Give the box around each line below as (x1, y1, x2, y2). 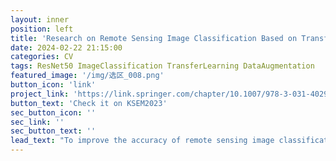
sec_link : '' (10, 117, 65, 127)
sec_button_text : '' (10, 126, 97, 136)
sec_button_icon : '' (10, 107, 97, 118)
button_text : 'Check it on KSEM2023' (10, 98, 168, 108)
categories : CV (10, 52, 74, 62)
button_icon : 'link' (10, 80, 97, 90)
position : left (10, 24, 74, 34)
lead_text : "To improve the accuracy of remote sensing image (10, 136, 275, 146)
